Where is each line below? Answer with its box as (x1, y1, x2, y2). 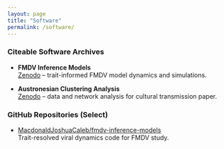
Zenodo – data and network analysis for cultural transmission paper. (17, 92, 218, 100)
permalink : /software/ (7, 23, 75, 31)
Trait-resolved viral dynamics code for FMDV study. (17, 133, 169, 142)
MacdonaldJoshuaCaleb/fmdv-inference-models (17, 126, 161, 134)
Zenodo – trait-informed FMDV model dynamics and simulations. (17, 70, 208, 79)
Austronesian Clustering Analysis (17, 84, 120, 93)
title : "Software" (7, 17, 62, 24)
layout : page (7, 10, 46, 18)
